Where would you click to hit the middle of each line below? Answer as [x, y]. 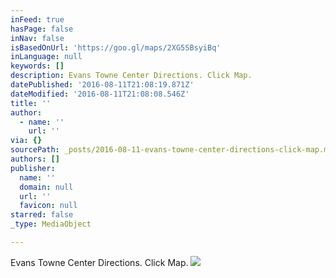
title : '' [31, 103]
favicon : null [48, 206]
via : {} [26, 141]
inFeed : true [37, 19]
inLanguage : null [46, 57]
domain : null [46, 187]
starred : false [42, 215]
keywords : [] [37, 66]
